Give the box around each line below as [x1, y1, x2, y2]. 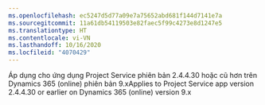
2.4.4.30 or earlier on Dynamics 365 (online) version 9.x [8, 87, 192, 96]
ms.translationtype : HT [8, 26, 88, 34]
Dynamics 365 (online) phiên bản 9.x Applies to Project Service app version [8, 79, 255, 88]
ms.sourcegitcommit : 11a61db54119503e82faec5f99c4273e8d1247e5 [8, 19, 223, 27]
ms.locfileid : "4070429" [8, 49, 91, 56]
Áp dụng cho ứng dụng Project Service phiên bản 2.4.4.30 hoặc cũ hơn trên [8, 71, 257, 80]
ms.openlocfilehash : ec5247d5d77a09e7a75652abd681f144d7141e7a [8, 11, 223, 20]
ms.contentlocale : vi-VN [8, 33, 91, 42]
